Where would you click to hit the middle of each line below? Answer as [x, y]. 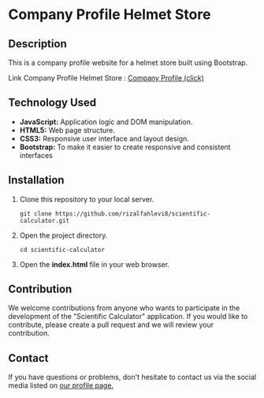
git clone [36, 214]
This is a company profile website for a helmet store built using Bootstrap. [128, 62]
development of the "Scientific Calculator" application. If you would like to [128, 317]
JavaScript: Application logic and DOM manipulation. [106, 122]
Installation [36, 180]
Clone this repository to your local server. [87, 199]
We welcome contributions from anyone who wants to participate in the [124, 308]
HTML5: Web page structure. [67, 130]
